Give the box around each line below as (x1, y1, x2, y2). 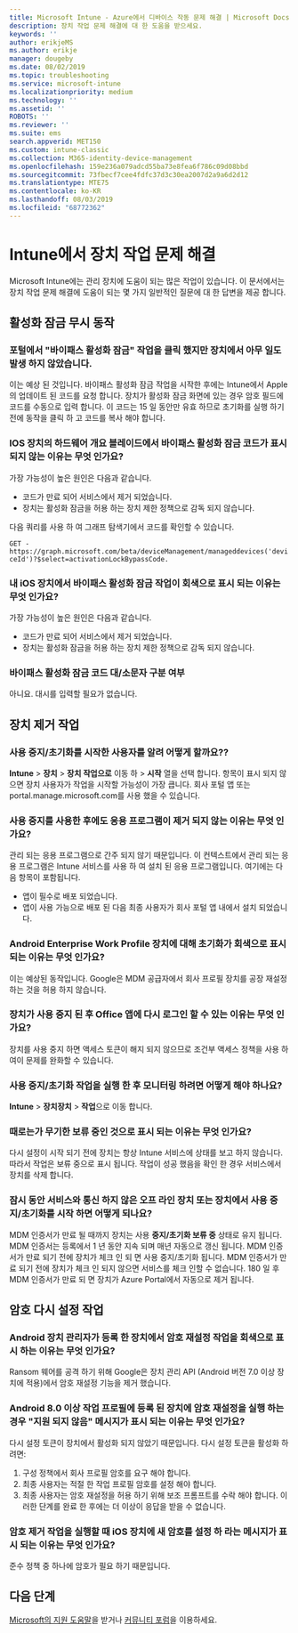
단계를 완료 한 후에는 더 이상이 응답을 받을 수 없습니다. (38, 1500, 227, 1511)
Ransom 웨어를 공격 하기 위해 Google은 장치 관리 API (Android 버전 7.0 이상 (9, 1367, 276, 1378)
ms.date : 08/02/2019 (9, 63, 86, 72)
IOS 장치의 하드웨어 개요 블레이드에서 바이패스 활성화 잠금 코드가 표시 (9, 437, 287, 449)
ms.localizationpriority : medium (9, 87, 133, 96)
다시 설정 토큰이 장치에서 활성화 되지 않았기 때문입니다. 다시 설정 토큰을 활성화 (9, 1437, 280, 1448)
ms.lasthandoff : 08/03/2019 (9, 195, 114, 205)
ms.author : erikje (9, 46, 77, 55)
